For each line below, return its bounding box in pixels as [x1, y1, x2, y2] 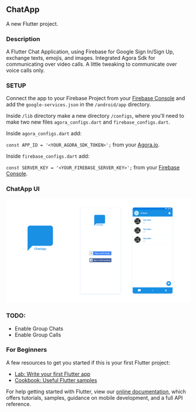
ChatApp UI [6, 185, 40, 193]
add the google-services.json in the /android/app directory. [6, 101, 151, 108]
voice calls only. [6, 67, 45, 74]
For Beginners [6, 346, 47, 354]
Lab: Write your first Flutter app [14, 370, 91, 377]
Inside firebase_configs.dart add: [6, 152, 90, 160]
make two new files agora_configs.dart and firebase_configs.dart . [6, 118, 170, 125]
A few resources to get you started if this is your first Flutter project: [6, 359, 170, 366]
